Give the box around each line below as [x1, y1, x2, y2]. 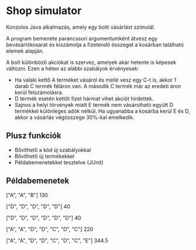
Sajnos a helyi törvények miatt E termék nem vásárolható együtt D [14, 101, 174, 108]
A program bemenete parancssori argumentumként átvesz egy [6, 35, 158, 42]
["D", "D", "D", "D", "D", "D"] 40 [6, 214, 82, 221]
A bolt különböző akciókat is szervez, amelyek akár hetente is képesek [6, 59, 177, 66]
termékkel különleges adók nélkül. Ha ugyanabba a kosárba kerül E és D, [14, 107, 190, 114]
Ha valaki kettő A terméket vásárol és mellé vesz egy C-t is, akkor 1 [14, 76, 177, 83]
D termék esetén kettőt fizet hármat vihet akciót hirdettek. [14, 95, 154, 102]
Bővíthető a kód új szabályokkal [14, 146, 91, 153]
